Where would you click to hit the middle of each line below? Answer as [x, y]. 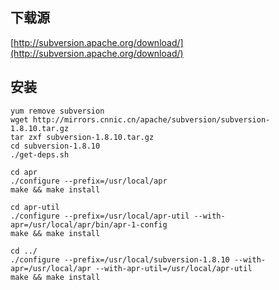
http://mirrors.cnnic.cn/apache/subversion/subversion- [151, 119]
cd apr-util [35, 207]
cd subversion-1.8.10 [55, 146]
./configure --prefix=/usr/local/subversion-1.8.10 [120, 259]
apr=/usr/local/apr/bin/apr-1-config [89, 224]
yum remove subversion [57, 111]
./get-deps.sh [40, 154]
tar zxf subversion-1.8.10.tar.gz [82, 137]
